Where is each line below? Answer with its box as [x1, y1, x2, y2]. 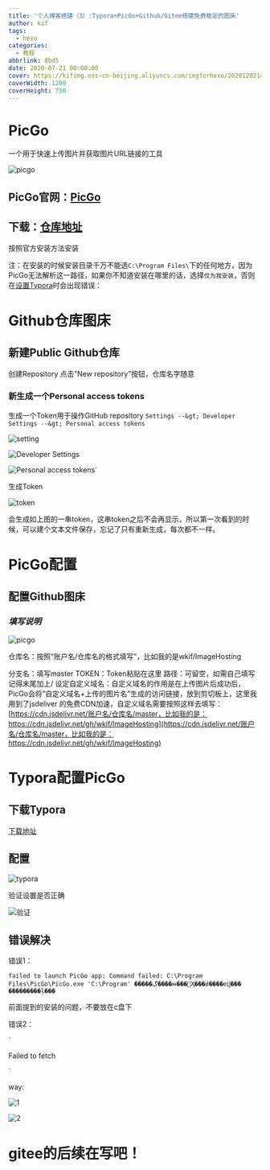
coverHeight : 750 [8, 86, 67, 95]
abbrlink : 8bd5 [8, 57, 59, 65]
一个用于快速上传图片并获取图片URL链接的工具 [8, 149, 163, 159]
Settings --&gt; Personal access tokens [8, 419, 146, 427]
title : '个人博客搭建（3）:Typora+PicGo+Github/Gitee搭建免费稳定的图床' [8, 11, 239, 20]
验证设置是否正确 [8, 890, 65, 900]
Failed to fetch [8, 1051, 56, 1061]
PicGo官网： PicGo [8, 190, 101, 204]
